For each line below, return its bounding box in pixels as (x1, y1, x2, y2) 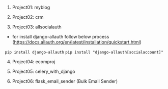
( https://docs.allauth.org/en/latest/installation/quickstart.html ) (12, 39, 142, 45)
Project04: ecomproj (12, 59, 55, 65)
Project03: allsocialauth (12, 24, 62, 30)
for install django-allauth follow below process (12, 34, 109, 39)
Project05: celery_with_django (12, 68, 75, 74)
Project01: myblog (12, 5, 50, 10)
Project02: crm (12, 14, 44, 20)
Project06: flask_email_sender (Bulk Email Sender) (12, 78, 118, 84)
